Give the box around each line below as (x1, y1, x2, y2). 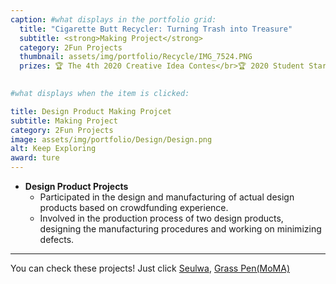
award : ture (10, 153, 60, 163)
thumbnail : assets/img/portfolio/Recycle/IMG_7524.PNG (19, 52, 253, 62)
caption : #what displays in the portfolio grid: (10, 14, 217, 25)
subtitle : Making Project (10, 116, 118, 126)
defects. (39, 234, 75, 245)
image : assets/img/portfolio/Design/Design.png (10, 134, 213, 145)
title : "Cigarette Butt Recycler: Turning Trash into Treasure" (19, 24, 293, 34)
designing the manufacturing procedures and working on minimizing (39, 223, 322, 235)
